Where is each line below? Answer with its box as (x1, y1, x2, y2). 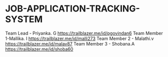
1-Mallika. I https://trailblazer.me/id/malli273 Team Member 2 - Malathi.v (5, 35, 154, 41)
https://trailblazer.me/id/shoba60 (5, 46, 74, 52)
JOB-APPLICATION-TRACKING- (5, 3, 140, 14)
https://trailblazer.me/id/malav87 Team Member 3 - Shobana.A (5, 40, 135, 46)
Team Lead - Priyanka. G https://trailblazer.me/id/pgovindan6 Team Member (5, 30, 163, 36)
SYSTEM (5, 13, 43, 25)
